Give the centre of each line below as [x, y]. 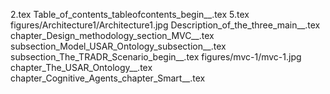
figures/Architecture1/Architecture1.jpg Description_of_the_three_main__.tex [165, 25]
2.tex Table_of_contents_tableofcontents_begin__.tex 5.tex [130, 14]
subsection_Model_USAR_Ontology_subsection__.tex [118, 46]
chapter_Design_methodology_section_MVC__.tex [112, 35]
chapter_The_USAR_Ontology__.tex [81, 67]
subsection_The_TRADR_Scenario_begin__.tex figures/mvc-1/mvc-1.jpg [156, 57]
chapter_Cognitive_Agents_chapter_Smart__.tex [108, 78]
